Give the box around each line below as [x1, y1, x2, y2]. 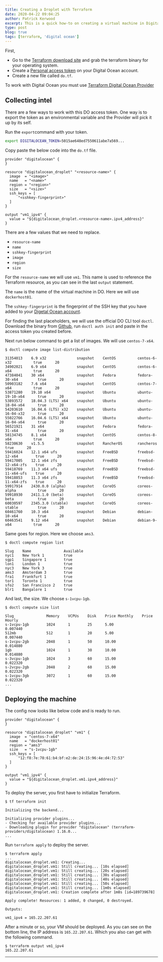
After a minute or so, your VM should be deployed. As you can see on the [5, 924, 152, 930]
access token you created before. [5, 328, 72, 334]
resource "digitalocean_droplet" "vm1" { [5, 730, 90, 735]
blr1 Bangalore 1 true [5, 587, 73, 592]
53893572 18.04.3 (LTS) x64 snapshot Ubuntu [5, 398, 116, 403]
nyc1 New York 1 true [5, 553, 73, 558]
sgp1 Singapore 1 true [5, 557, 73, 562]
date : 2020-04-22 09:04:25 [5, 12, 60, 17]
